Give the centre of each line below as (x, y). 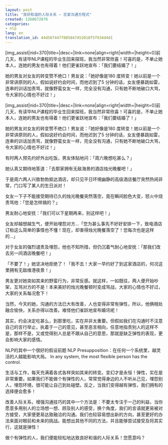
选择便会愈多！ (20, 391)
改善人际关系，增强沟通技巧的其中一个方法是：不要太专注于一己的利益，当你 (84, 402)
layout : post (19, 10)
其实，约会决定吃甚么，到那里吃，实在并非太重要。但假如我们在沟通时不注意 (84, 321)
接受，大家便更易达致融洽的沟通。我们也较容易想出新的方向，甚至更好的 (84, 414)
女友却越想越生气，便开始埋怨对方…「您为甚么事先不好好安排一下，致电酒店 (84, 224)
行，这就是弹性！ (23, 427)
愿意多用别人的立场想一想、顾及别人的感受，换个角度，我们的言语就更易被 (82, 408)
